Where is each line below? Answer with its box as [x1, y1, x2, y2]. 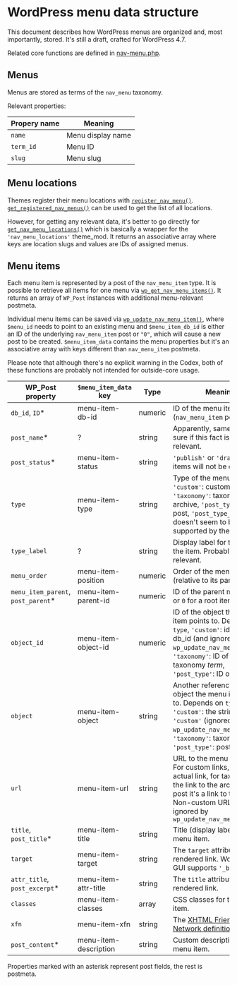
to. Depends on [172, 698, 224, 708]
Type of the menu [172, 473, 231, 483]
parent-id [77, 596, 111, 605]
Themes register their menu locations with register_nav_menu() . [7, 195, 194, 205]
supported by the [172, 526, 231, 536]
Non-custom [172, 798, 217, 808]
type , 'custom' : [172, 625, 222, 635]
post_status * [11, 457, 56, 467]
